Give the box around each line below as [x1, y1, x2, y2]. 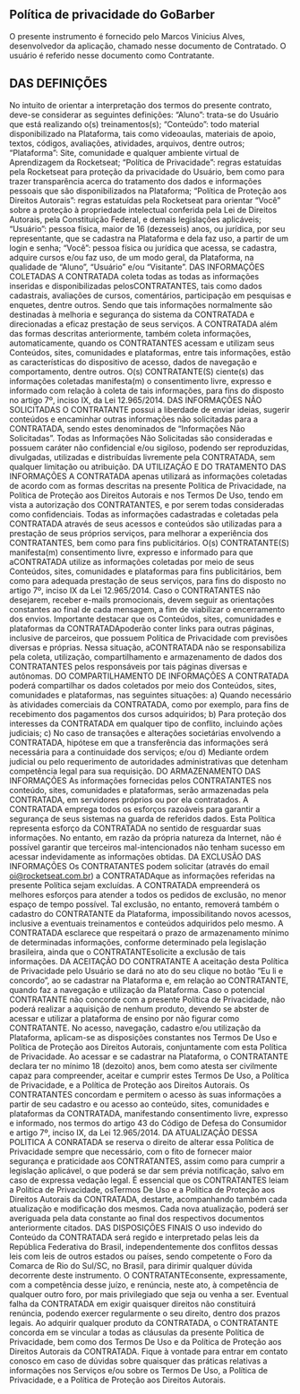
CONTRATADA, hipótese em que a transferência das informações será [9, 737, 269, 748]
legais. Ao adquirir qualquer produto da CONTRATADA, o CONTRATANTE [9, 1317, 279, 1328]
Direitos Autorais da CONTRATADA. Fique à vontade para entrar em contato [9, 1346, 288, 1356]
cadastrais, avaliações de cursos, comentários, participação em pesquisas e [9, 290, 292, 301]
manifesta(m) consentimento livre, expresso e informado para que [9, 546, 253, 558]
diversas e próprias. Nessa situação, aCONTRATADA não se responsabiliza [9, 642, 287, 653]
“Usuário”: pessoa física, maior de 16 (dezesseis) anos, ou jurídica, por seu [9, 223, 286, 234]
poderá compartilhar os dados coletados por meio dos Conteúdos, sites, [9, 680, 277, 690]
